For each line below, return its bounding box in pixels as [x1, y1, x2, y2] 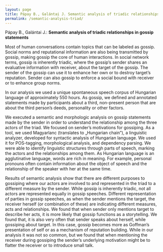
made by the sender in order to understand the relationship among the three [5, 119, 157, 125]
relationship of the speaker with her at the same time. [5, 166, 112, 172]
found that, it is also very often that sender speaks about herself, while [5, 217, 146, 222]
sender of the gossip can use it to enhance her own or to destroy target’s [5, 70, 151, 76]
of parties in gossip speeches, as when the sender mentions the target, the [5, 196, 155, 202]
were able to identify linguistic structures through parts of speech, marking [5, 145, 155, 151]
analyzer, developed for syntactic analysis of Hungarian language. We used [5, 135, 156, 141]
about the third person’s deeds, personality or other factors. [5, 105, 125, 111]
